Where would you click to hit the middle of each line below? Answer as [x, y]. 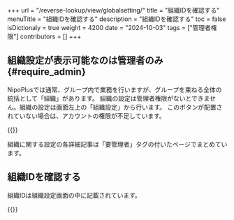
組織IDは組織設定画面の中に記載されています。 [74, 195]
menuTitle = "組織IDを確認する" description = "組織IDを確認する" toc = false [117, 19]
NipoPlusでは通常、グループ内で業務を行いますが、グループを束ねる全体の [115, 89]
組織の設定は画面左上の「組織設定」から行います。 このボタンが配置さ [121, 107]
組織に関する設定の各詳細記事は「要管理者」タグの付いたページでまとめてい [117, 144]
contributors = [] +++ [51, 36]
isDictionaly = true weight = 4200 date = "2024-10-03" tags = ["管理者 [109, 28]
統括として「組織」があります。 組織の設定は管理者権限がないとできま [109, 98]
